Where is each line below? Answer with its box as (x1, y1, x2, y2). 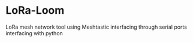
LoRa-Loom (5, 4, 65, 17)
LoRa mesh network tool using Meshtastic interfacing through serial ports (5, 23, 187, 30)
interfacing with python (5, 29, 64, 36)
